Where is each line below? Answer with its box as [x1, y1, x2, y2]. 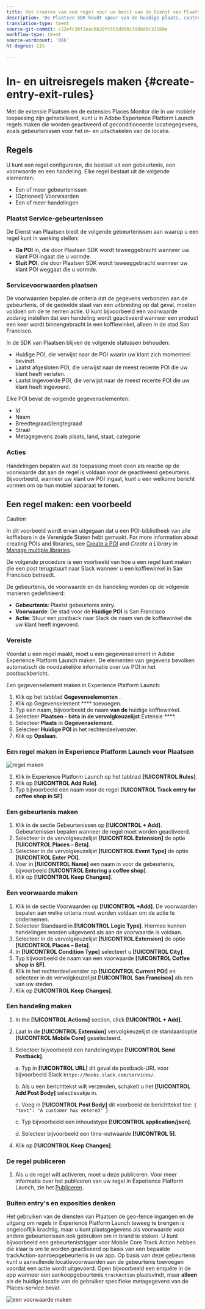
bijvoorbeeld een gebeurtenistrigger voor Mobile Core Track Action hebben [6, 1239, 196, 1246]
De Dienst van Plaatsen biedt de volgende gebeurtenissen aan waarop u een [6, 228, 199, 235]
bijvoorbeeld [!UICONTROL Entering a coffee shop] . [15, 867, 148, 874]
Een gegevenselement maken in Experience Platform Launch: [6, 681, 160, 688]
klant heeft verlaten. [15, 370, 66, 378]
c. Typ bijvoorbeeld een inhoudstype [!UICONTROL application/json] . [15, 1118, 192, 1125]
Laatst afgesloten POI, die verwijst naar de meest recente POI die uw [15, 364, 188, 371]
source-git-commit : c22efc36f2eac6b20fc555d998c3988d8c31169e [6, 26, 168, 32]
